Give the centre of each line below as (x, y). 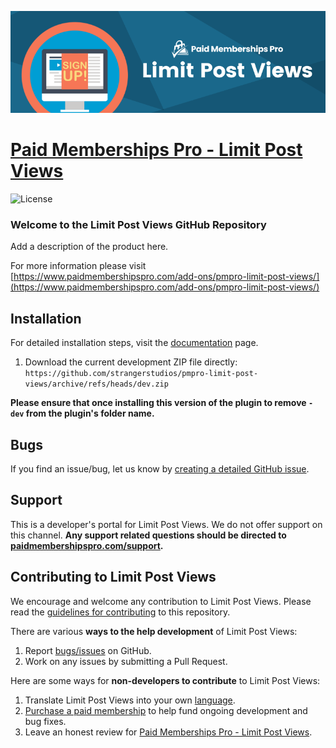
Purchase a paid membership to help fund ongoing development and (166, 710)
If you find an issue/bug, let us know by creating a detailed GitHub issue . (160, 469)
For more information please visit (78, 266)
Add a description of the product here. (89, 247)
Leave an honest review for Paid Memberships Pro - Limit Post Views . (168, 732)
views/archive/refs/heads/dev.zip (96, 384)
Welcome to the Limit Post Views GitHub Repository (138, 225)
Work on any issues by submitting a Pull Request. (126, 661)
